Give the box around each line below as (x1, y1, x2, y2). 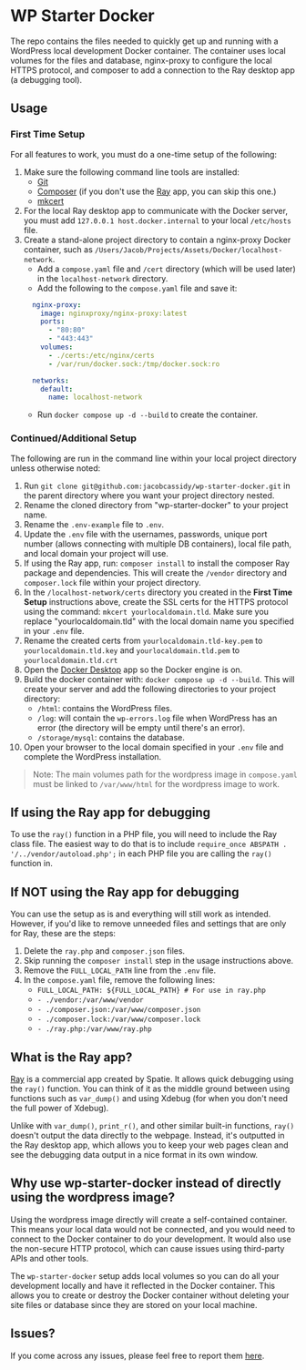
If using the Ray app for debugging (10, 804, 211, 820)
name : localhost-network (47, 393, 143, 402)
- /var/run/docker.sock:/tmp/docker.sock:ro (47, 359, 220, 369)
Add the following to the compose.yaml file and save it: (36, 282, 238, 293)
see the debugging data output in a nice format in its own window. (10, 1149, 259, 1160)
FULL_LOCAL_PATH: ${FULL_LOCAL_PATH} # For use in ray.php (36, 986, 267, 996)
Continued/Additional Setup (10, 432, 138, 445)
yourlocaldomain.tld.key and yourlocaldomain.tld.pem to (23, 644, 240, 656)
